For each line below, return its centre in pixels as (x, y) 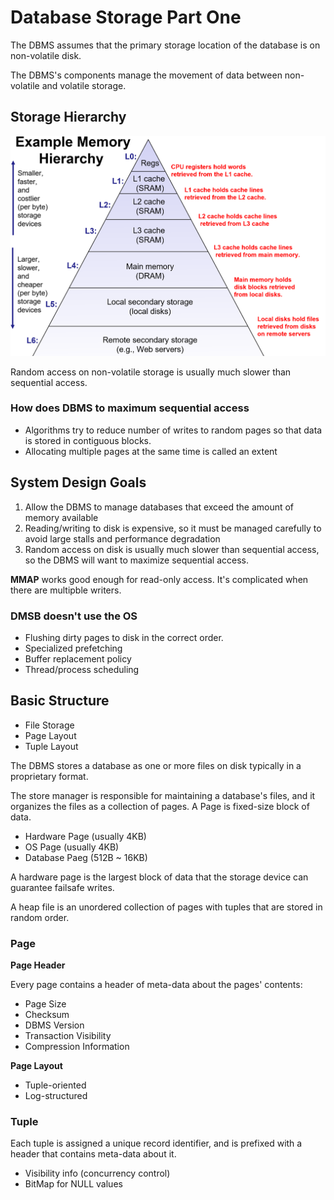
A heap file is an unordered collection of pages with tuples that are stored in (166, 907)
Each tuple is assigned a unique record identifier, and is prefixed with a (156, 1143)
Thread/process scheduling (82, 669)
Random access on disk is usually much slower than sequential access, (172, 549)
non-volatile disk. (46, 55)
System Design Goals (78, 482)
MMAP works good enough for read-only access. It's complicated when (159, 579)
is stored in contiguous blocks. (88, 440)
